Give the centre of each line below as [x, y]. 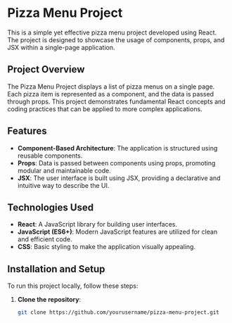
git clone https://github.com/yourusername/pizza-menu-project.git [118, 312]
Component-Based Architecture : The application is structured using [117, 148]
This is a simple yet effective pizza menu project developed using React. [112, 32]
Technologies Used [50, 207]
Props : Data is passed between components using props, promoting [116, 163]
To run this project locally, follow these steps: [73, 286]
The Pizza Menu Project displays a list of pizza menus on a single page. [111, 87]
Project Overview [46, 69]
